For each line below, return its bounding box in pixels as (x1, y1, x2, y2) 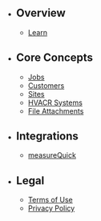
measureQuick (27, 151, 76, 160)
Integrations (15, 130, 79, 143)
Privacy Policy (27, 203, 75, 213)
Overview (15, 6, 66, 20)
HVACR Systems (27, 98, 83, 107)
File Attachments (27, 106, 84, 115)
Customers (27, 80, 65, 90)
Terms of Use (27, 195, 74, 205)
